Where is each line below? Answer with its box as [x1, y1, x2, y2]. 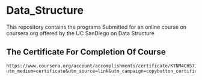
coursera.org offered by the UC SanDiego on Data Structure [6, 29, 155, 36]
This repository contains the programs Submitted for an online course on [6, 23, 187, 30]
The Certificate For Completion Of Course [6, 47, 167, 57]
